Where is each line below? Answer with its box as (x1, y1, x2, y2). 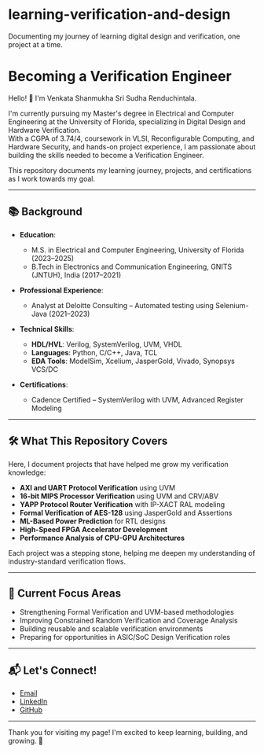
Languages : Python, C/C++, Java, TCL (31, 347, 158, 357)
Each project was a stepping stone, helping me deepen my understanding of (8, 548, 255, 557)
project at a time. (8, 39, 63, 49)
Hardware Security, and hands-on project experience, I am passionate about (8, 141, 256, 151)
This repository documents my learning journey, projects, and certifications (8, 165, 252, 174)
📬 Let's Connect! (8, 663, 97, 677)
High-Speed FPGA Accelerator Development (19, 524, 168, 534)
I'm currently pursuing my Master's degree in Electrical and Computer (8, 108, 234, 118)
